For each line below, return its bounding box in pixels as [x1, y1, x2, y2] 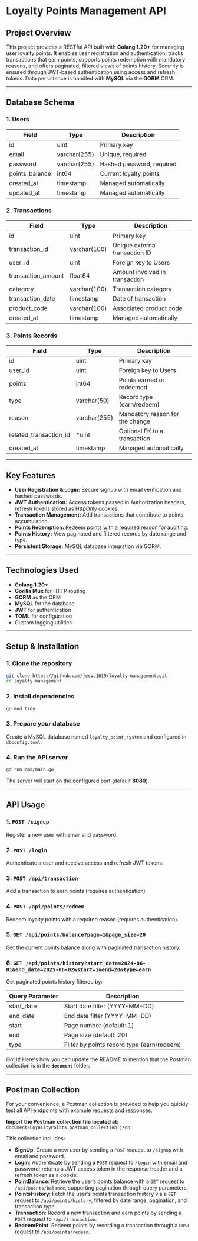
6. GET [6, 959, 23, 967]
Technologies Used [6, 565, 78, 575]
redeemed [118, 383, 147, 392]
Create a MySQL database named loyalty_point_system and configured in [6, 733, 187, 740]
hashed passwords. [14, 492, 63, 499]
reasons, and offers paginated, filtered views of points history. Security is [6, 62, 184, 69]
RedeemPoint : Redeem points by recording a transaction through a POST [14, 1221, 190, 1229]
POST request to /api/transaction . [14, 1215, 97, 1223]
